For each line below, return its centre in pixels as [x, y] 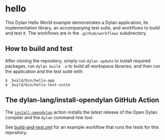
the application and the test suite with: [44, 71]
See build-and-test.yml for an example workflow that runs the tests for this [82, 127]
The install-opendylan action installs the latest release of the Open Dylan [81, 112]
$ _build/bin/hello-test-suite [38, 85]
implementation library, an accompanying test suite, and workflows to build [82, 27]
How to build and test [39, 49]
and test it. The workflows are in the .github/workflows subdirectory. [76, 33]
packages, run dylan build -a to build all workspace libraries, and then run [82, 66]
